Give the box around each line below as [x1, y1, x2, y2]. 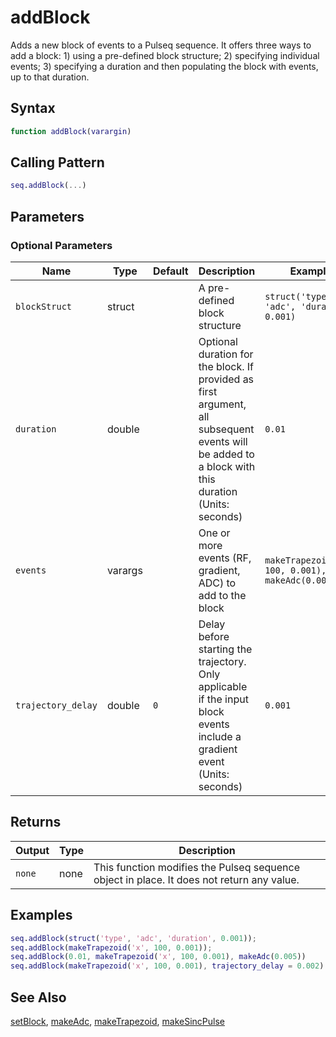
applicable [198, 680, 248, 693]
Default [152, 264, 189, 278]
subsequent [198, 422, 255, 436]
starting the [198, 642, 253, 656]
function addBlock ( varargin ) [10, 126, 132, 136]
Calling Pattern [10, 154, 105, 171]
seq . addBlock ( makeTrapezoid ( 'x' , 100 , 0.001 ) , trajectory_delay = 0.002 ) [10, 961, 325, 971]
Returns [10, 814, 62, 831]
